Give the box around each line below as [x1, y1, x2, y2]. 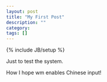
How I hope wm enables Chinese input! [6, 69, 102, 76]
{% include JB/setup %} [6, 46, 65, 53]
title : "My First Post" [6, 14, 65, 20]
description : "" [6, 19, 46, 25]
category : [6, 25, 31, 31]
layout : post [6, 8, 38, 15]
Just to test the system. [6, 58, 63, 65]
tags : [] [6, 30, 28, 36]
